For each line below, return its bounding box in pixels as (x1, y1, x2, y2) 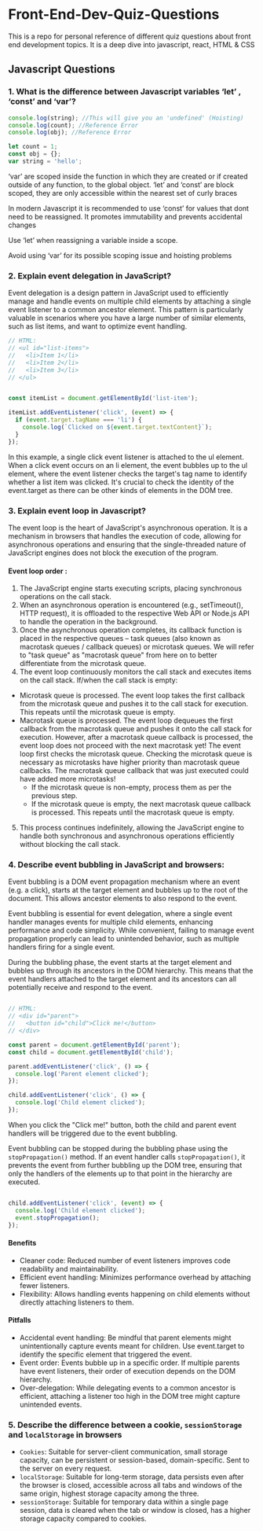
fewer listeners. (19, 1280, 70, 1290)
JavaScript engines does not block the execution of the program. (8, 548, 218, 558)
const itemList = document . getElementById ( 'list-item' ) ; (8, 395, 199, 403)
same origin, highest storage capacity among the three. (19, 1489, 199, 1499)
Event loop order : (8, 566, 68, 576)
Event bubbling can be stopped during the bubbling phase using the (8, 1143, 228, 1153)
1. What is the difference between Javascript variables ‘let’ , (8, 86, 241, 98)
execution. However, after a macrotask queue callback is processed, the (19, 733, 254, 742)
